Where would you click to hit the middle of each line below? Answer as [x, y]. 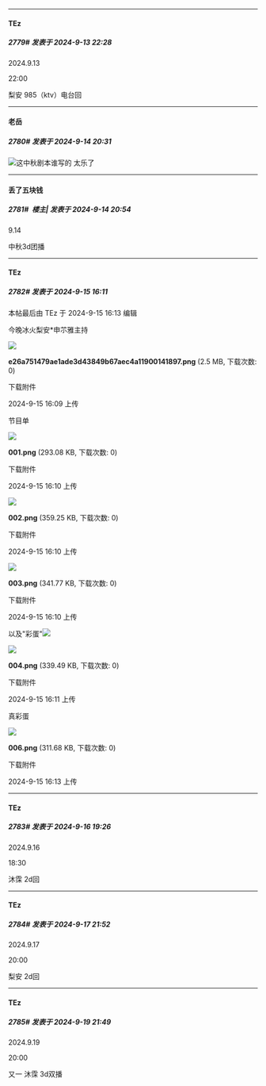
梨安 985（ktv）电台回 [45, 94]
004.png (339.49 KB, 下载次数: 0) [64, 666]
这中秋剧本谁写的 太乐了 [55, 163]
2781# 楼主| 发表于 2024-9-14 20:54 [70, 209]
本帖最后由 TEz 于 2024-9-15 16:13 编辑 [72, 313]
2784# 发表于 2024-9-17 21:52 [59, 924]
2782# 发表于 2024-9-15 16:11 [58, 291]
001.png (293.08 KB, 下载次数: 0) [63, 452]
